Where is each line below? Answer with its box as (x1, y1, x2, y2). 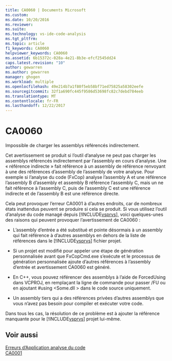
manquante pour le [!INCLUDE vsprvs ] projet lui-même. (5, 316, 122, 322)
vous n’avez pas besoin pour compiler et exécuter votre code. (12, 300, 144, 306)
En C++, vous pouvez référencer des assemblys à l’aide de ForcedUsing (12, 274, 166, 280)
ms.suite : (5, 27, 27, 32)
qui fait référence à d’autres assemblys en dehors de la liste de (12, 232, 146, 239)
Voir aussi (5, 331, 38, 339)
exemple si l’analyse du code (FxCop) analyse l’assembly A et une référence (5, 174, 167, 180)
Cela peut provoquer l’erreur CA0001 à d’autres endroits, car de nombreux (5, 201, 162, 207)
